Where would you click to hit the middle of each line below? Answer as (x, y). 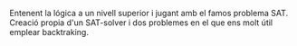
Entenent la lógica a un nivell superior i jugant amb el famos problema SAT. (149, 13)
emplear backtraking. (49, 32)
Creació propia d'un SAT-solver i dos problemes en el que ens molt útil (141, 23)
